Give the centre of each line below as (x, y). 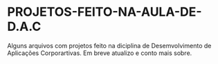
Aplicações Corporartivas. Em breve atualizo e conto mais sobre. (100, 53)
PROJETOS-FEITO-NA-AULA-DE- (105, 12)
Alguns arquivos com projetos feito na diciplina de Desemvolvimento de (109, 45)
